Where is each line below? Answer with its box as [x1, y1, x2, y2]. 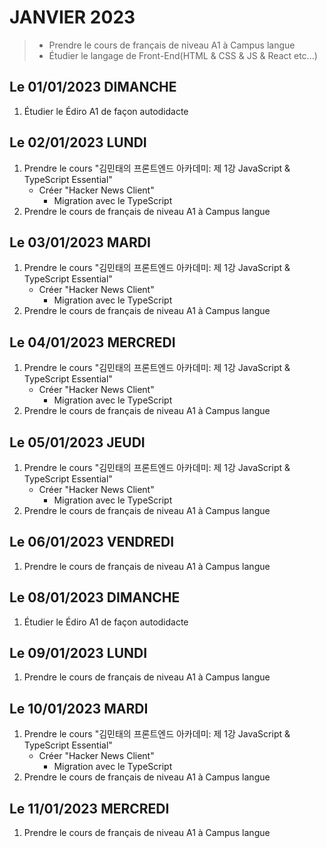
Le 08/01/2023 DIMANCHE [9, 589, 181, 606]
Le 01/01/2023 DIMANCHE [9, 79, 177, 96]
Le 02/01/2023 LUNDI [9, 134, 147, 151]
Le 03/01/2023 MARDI [9, 234, 151, 251]
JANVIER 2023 [9, 6, 136, 29]
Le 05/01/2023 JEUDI [9, 434, 146, 451]
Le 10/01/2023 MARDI [9, 700, 149, 717]
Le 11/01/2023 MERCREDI [9, 800, 170, 817]
